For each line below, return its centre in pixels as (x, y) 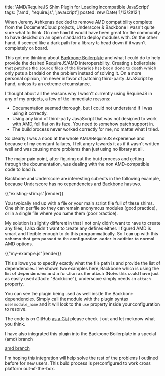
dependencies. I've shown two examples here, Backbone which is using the (82, 268)
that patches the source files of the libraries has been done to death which (81, 68)
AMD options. (19, 244)
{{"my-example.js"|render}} (33, 254)
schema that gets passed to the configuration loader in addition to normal (80, 239)
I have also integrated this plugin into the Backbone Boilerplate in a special (81, 334)
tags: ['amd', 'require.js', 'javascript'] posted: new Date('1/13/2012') (73, 12)
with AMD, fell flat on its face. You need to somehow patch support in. (83, 124)
